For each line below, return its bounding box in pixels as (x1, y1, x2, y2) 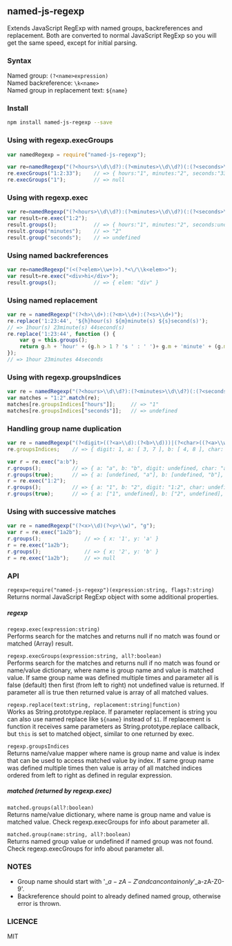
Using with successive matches (7, 507, 116, 516)
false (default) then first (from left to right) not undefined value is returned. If (7, 681, 225, 689)
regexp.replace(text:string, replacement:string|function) (7, 701, 181, 708)
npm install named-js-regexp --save (7, 119, 113, 126)
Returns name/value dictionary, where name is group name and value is (7, 810, 211, 818)
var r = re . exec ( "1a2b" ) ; (7, 529, 81, 536)
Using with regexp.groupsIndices (7, 372, 122, 382)
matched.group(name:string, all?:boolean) (7, 831, 131, 838)
